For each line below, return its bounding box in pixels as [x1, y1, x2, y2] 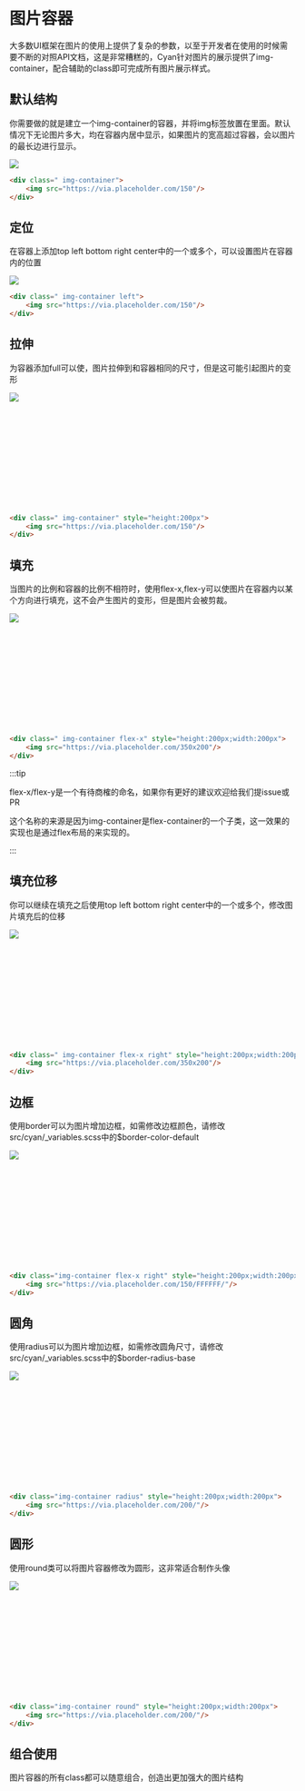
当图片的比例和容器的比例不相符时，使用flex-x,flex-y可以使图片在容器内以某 [9, 583, 293, 595]
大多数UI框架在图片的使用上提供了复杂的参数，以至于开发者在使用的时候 [9, 40, 280, 51]
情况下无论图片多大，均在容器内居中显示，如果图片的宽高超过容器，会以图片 [9, 129, 296, 140]
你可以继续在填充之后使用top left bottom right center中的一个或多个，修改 [9, 899, 286, 910]
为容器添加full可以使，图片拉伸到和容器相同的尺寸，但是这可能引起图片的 [9, 362, 284, 373]
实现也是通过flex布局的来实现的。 [9, 826, 135, 837]
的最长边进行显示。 [9, 140, 82, 151]
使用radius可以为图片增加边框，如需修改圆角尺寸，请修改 [9, 1341, 224, 1352]
